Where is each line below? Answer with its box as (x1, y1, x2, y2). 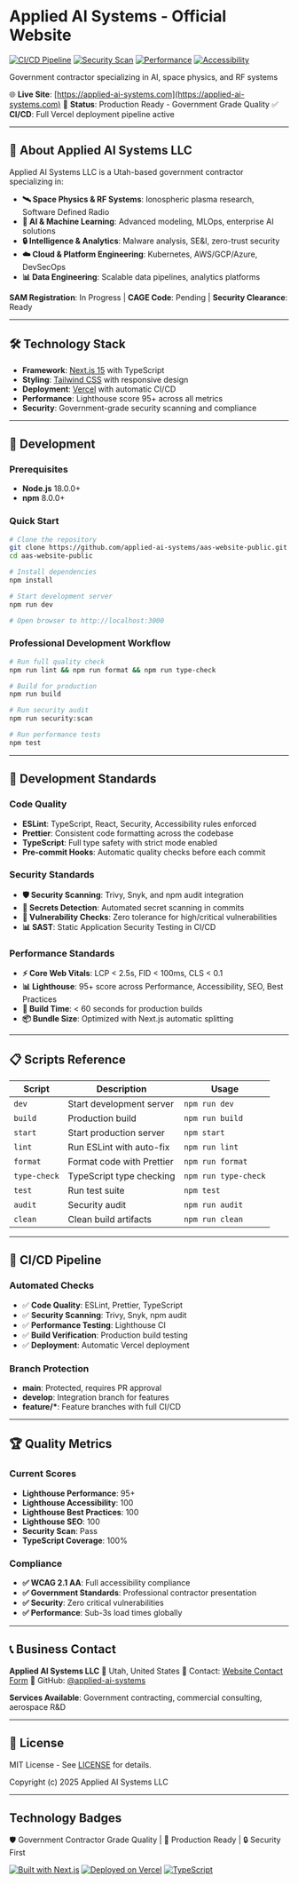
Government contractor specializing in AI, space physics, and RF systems (9, 71, 278, 82)
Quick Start (9, 515, 59, 528)
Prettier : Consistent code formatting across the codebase (21, 828, 234, 839)
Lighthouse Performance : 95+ (21, 1488, 136, 1498)
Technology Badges (9, 1810, 122, 1825)
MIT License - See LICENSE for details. (9, 1759, 153, 1769)
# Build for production (9, 681, 98, 690)
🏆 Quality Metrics (9, 1436, 113, 1451)
